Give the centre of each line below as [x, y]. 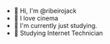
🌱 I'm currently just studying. [55, 25]
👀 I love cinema [36, 18]
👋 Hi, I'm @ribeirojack [45, 11]
